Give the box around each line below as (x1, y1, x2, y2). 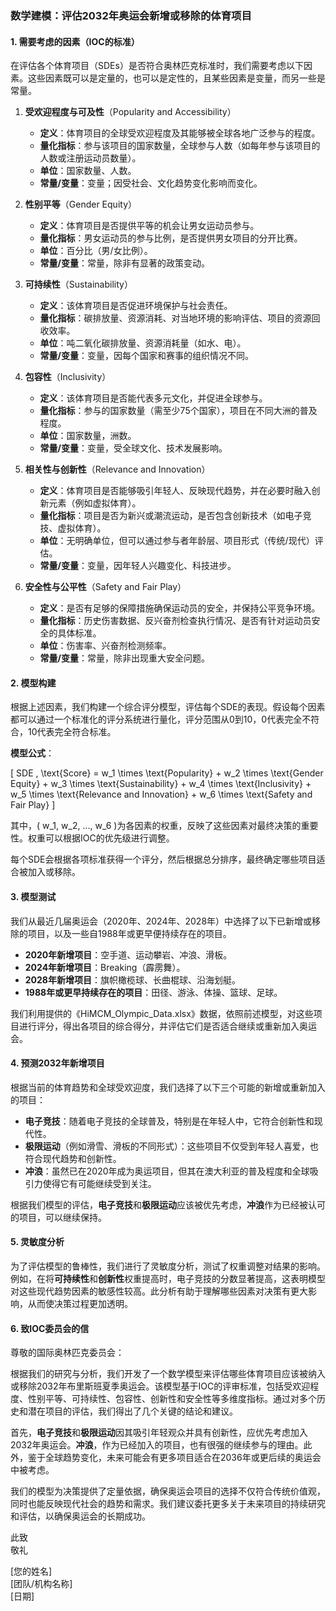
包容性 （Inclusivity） (24, 371, 112, 383)
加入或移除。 (27, 866, 81, 878)
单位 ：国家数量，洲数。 (39, 430, 137, 442)
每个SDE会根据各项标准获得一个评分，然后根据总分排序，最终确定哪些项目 (10, 853, 317, 866)
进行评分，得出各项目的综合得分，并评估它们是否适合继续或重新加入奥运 (18, 1020, 317, 1032)
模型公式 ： (10, 747, 55, 759)
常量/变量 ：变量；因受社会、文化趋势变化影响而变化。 (39, 177, 263, 189)
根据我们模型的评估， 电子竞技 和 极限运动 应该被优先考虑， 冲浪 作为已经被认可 (10, 1198, 326, 1211)
